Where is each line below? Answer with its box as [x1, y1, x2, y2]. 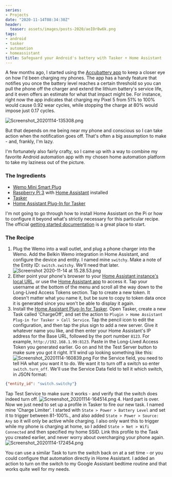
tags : [5, 31, 17, 36]
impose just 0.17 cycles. [5, 107, 55, 114]
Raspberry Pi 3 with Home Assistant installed [12, 189, 108, 195]
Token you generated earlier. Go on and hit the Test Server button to [12, 344, 158, 350]
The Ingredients [5, 172, 46, 179]
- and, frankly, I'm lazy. [5, 138, 54, 144]
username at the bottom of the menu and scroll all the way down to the [12, 284, 163, 290]
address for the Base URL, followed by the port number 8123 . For [12, 333, 150, 339]
